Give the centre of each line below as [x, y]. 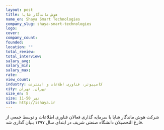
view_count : [18, 79]
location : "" [19, 47]
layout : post [19, 10]
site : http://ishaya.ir [31, 103]
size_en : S [17, 93]
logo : [11, 28]
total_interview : [24, 56]
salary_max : [18, 70]
